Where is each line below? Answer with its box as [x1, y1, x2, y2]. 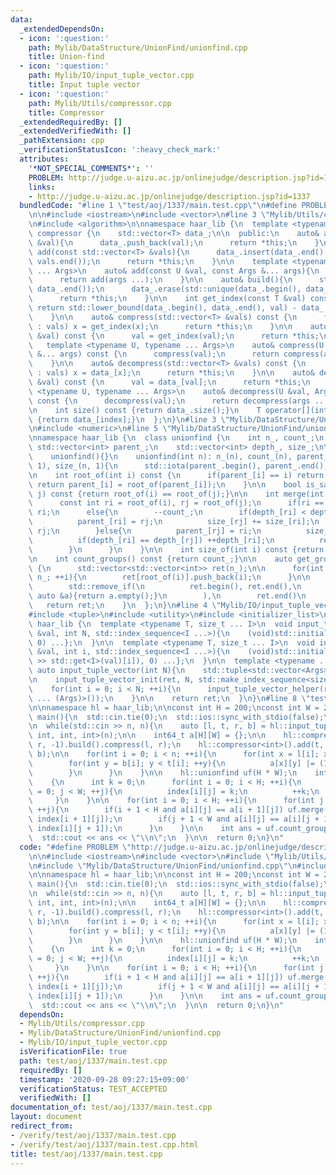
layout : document [10, 1112, 83, 1122]
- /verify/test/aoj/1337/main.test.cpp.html [10, 1139, 199, 1150]
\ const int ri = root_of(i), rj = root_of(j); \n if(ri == [28, 498, 325, 508]
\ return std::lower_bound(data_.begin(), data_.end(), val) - [28, 303, 298, 313]
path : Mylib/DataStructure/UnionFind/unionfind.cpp [28, 42, 248, 53]
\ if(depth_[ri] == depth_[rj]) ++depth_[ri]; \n [28, 535, 275, 545]
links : [28, 182, 56, 192]
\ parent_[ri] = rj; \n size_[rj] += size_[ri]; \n [28, 517, 320, 527]
